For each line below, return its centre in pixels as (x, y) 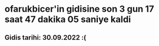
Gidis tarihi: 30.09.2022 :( (45, 37)
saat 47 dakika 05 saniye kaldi (68, 19)
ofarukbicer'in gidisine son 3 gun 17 (79, 9)
